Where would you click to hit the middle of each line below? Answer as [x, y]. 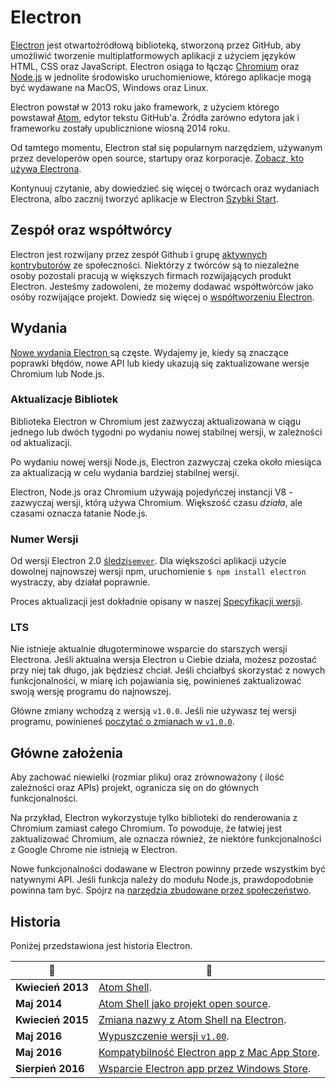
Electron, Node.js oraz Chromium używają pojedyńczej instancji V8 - [151, 492]
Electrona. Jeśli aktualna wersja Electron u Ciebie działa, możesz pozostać [164, 660]
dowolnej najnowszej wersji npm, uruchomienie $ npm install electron [158, 572]
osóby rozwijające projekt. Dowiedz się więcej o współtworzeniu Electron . [162, 297]
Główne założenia [66, 752]
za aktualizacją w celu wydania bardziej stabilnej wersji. [125, 472]
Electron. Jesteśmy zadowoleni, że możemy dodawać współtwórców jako [162, 286]
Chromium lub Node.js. [57, 373]
